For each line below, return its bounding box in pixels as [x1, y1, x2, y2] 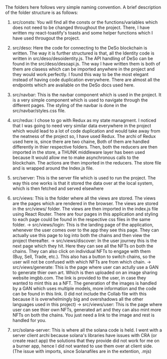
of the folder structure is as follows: [5, 9, 78, 15]
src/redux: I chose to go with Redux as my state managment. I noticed [12, 117, 157, 123]
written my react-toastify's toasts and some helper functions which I [12, 30, 153, 35]
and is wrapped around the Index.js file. [12, 165, 94, 171]
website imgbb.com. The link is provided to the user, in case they [12, 275, 146, 280]
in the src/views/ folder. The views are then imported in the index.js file [12, 206, 159, 211]
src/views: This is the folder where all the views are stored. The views [12, 195, 156, 201]
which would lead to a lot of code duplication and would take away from [12, 128, 161, 134]
